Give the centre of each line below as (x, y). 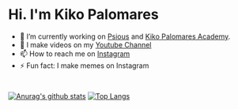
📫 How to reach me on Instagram (75, 54)
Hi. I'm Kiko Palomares (84, 15)
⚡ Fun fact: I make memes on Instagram (84, 66)
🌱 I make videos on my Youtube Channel (85, 44)
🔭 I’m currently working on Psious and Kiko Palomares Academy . (125, 36)
